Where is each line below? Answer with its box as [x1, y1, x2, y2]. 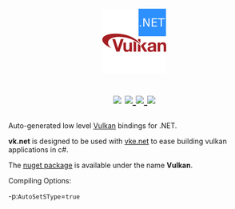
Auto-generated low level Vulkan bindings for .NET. [8, 121, 177, 131]
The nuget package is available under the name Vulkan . [8, 160, 193, 171]
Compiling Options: [8, 176, 72, 186]
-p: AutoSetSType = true [8, 191, 80, 201]
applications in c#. [8, 145, 70, 155]
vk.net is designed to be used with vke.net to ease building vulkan [8, 136, 228, 147]
